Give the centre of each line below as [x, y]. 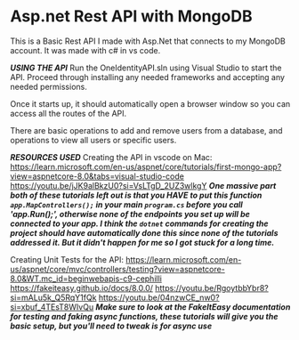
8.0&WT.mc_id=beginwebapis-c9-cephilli [86, 279]
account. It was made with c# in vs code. [85, 50]
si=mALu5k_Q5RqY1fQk [53, 297]
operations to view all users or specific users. [93, 140]
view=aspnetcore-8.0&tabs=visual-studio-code [97, 176]
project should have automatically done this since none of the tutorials [144, 232]
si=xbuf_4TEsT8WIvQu [52, 307]
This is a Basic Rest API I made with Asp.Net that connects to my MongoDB [148, 41]
